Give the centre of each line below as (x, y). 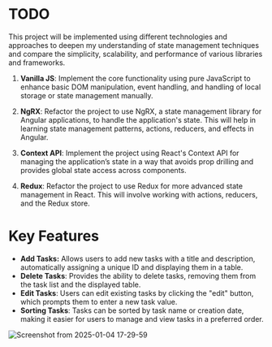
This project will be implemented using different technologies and (118, 37)
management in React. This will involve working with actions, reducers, (139, 194)
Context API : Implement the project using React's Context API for (130, 153)
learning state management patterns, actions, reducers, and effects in (137, 128)
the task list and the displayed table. (80, 284)
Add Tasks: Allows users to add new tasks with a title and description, (138, 258)
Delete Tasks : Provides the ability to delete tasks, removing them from (138, 275)
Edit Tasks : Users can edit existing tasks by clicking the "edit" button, (137, 293)
